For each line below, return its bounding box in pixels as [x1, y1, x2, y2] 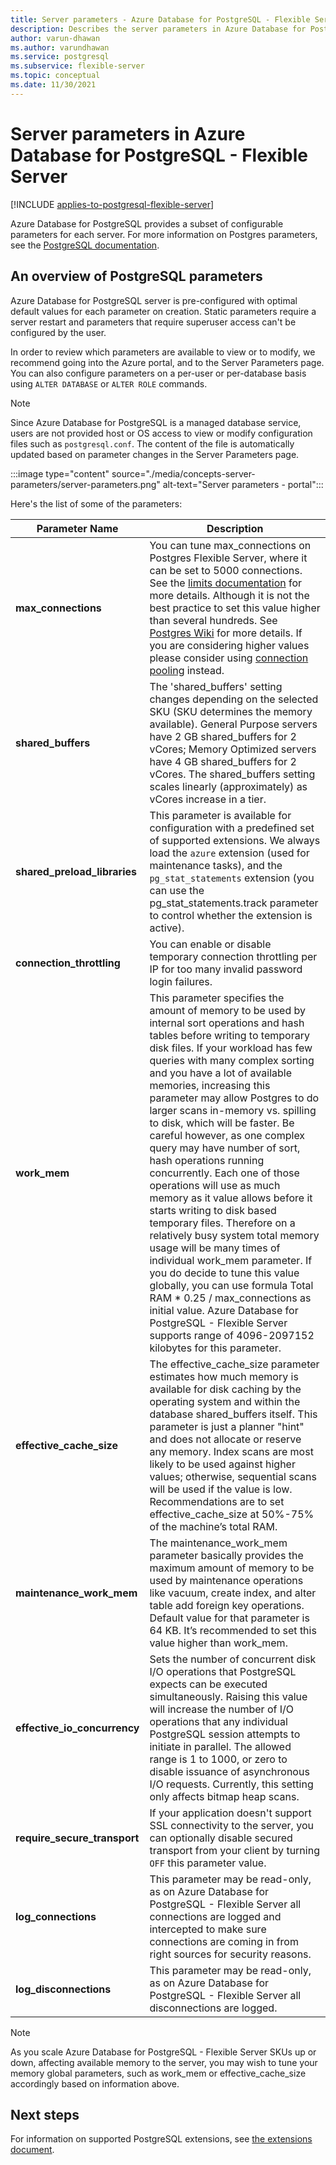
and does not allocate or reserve [149, 1432, 302, 1446]
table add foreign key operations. [149, 1598, 305, 1612]
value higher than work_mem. [149, 1636, 288, 1650]
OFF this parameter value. [149, 1856, 267, 1870]
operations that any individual [149, 1714, 288, 1728]
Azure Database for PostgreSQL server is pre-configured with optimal [10, 294, 298, 306]
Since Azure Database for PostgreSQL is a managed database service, [10, 416, 302, 428]
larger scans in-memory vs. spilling [149, 1103, 317, 1117]
